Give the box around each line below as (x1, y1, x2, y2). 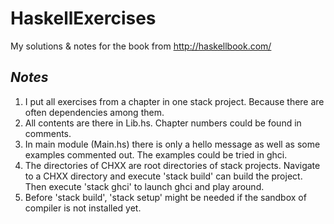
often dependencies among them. (24, 106, 165, 118)
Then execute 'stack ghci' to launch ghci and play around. (24, 180, 265, 192)
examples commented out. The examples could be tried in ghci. (24, 148, 288, 161)
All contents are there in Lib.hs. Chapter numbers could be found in (24, 117, 302, 129)
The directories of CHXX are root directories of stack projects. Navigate (24, 159, 321, 171)
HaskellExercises (10, 7, 157, 30)
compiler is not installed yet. (24, 202, 142, 214)
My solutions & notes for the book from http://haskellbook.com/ (10, 40, 272, 52)
